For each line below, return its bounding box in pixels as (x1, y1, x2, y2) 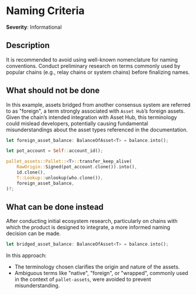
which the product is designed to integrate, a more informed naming (6, 224, 171, 231)
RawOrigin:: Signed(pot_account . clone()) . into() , (16, 164, 137, 170)
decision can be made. (6, 230, 61, 237)
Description (6, 40, 50, 50)
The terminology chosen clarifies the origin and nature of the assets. (14, 263, 180, 270)
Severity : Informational (6, 23, 62, 30)
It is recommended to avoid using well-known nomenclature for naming (6, 56, 178, 63)
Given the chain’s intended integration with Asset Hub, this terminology (6, 113, 177, 121)
